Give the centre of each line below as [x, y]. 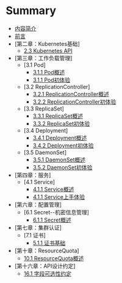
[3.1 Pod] [35, 64]
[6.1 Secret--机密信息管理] [56, 212]
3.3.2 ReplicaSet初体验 [61, 123]
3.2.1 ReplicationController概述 [71, 94]
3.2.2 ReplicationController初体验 [74, 101]
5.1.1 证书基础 [49, 242]
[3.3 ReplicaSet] [44, 109]
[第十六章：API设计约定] [45, 266]
